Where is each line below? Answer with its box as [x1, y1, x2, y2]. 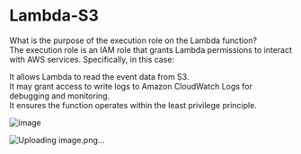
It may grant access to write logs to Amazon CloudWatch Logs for [9, 81, 253, 91]
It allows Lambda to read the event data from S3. [9, 71, 190, 81]
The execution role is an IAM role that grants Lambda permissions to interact [9, 44, 293, 55]
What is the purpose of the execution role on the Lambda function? [9, 35, 258, 46]
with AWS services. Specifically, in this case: [9, 54, 175, 64]
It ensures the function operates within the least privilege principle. [9, 99, 258, 110]
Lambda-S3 [9, 5, 99, 26]
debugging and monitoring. [9, 90, 111, 101]
